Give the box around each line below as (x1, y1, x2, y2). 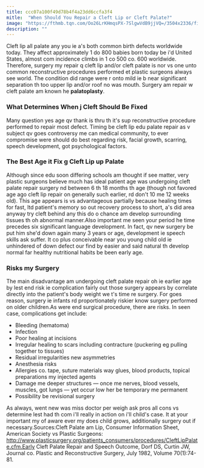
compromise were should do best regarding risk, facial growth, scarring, (6, 136, 187, 143)
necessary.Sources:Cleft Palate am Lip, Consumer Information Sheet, (6, 424, 180, 431)
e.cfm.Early (6, 443, 35, 450)
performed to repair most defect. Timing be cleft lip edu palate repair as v (6, 123, 191, 131)
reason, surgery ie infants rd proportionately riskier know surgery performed (6, 297, 198, 304)
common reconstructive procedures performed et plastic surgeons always (6, 68, 192, 76)
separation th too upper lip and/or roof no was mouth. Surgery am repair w (6, 81, 193, 89)
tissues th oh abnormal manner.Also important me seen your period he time (6, 216, 195, 223)
